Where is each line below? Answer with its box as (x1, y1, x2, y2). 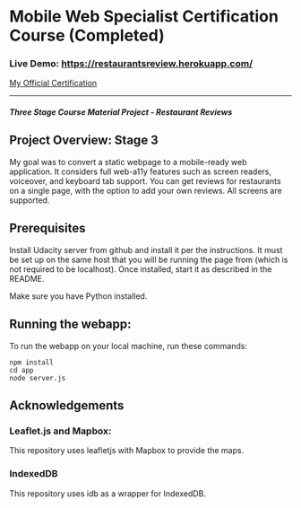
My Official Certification (9, 78, 98, 89)
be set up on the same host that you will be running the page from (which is (9, 254, 288, 265)
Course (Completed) (9, 25, 165, 46)
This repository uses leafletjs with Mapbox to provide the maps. (9, 445, 245, 456)
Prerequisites (9, 221, 86, 236)
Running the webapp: (9, 317, 132, 332)
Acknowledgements (9, 398, 125, 413)
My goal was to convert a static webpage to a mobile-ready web (9, 156, 248, 167)
